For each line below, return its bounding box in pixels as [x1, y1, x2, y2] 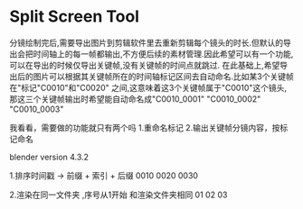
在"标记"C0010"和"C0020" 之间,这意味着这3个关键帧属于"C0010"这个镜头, [9, 82, 288, 93]
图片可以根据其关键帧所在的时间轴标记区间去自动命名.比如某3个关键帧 [33, 70, 294, 82]
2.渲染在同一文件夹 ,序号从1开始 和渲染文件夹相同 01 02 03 [9, 189, 228, 200]
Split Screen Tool [9, 6, 140, 27]
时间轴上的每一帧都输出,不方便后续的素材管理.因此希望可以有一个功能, [33, 48, 294, 59]
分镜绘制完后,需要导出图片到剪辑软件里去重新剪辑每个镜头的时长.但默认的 [9, 37, 284, 48]
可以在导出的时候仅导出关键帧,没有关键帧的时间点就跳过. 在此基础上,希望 [9, 59, 280, 70]
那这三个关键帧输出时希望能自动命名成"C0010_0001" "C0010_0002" [9, 93, 261, 104]
